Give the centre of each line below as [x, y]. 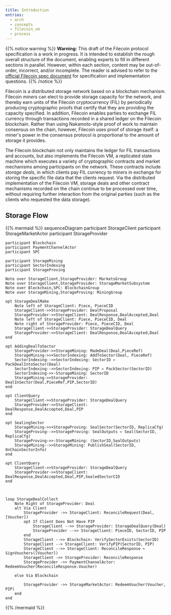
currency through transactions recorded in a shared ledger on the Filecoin [83, 118]
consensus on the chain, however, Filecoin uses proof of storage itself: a [82, 129]
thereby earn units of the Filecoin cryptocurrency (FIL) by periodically [79, 102]
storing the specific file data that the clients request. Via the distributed [80, 178]
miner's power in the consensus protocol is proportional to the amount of [82, 135]
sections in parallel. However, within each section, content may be [75, 65]
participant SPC [23, 252]
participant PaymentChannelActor [41, 247]
